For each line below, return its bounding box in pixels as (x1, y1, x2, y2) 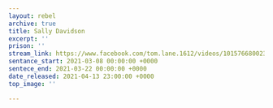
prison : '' (8, 42, 45, 50)
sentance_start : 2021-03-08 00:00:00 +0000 (8, 58, 158, 66)
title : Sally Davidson (8, 27, 85, 35)
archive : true (8, 19, 57, 28)
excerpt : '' (8, 34, 49, 43)
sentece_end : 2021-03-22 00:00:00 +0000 (8, 65, 148, 73)
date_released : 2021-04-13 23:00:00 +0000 (8, 72, 154, 80)
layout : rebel (8, 11, 57, 20)
